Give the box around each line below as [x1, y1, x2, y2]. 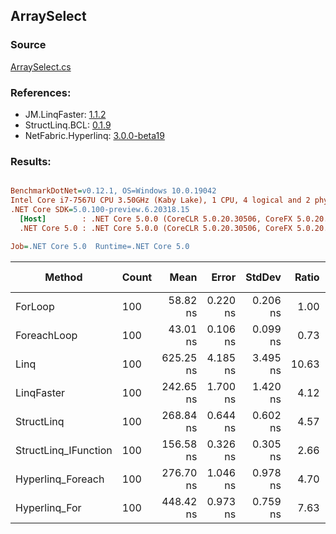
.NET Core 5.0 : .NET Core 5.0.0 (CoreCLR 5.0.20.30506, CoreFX [19, 223, 293, 233]
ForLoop [15, 299, 55, 313]
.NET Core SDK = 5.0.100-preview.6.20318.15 [10, 205, 190, 215]
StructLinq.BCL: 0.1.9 [24, 119, 112, 131]
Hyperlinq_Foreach [15, 472, 105, 486]
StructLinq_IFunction [15, 443, 113, 457]
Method [44, 270, 83, 284]
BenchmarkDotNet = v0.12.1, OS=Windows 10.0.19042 [10, 186, 217, 196]
